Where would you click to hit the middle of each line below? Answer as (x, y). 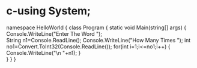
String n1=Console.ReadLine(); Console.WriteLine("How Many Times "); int (98, 40)
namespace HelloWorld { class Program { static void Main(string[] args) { (96, 27)
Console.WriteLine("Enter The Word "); (54, 33)
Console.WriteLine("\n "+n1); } (44, 52)
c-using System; (49, 11)
